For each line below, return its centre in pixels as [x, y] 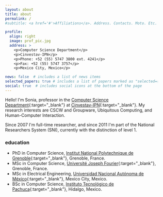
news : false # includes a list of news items [53, 77]
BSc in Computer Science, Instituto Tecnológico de [63, 184]
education [17, 143]
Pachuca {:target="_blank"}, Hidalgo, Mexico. [57, 189]
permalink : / [18, 18]
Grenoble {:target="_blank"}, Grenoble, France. [58, 158]
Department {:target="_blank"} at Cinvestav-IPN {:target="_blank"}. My [75, 105]
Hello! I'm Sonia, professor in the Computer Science [57, 100]
